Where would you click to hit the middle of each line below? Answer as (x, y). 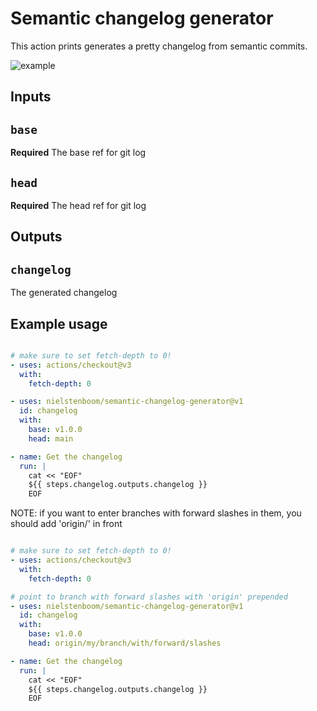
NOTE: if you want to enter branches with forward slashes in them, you (156, 513)
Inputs (31, 97)
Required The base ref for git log (78, 153)
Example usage (59, 323)
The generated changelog (64, 293)
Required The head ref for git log (78, 205)
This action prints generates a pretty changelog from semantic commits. (159, 46)
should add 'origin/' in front (66, 524)
